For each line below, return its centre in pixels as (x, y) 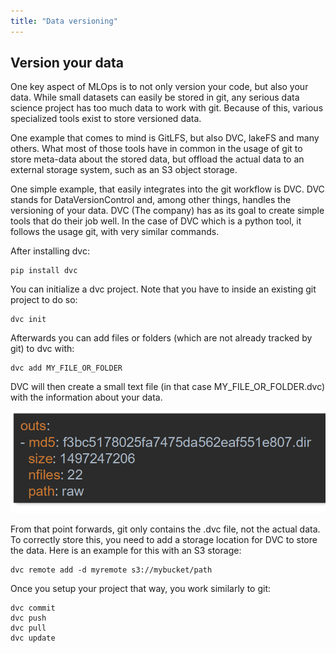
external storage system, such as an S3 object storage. (124, 170)
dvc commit (33, 608)
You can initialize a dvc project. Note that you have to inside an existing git (163, 289)
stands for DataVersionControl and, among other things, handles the (151, 200)
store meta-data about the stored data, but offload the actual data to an (157, 159)
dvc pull (28, 628)
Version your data (67, 63)
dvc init (28, 320)
